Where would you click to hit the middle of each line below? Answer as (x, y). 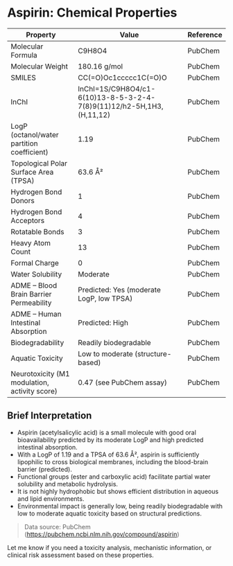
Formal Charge (35, 263)
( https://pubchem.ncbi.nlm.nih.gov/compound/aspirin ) (102, 534)
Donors (23, 200)
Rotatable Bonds (37, 231)
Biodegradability (37, 342)
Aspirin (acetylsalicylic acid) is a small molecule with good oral (106, 432)
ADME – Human (36, 314)
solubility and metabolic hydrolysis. (68, 484)
